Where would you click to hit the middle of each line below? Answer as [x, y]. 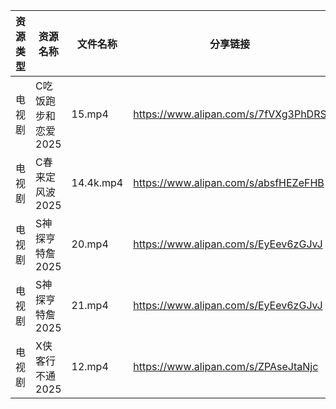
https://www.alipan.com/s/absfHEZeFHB [229, 182]
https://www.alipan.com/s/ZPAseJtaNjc [226, 366]
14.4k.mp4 [97, 182]
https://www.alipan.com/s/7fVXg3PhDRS [230, 114]
